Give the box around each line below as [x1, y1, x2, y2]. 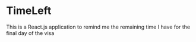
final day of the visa [6, 29, 55, 36]
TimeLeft [6, 4, 52, 17]
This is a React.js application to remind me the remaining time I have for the [6, 23, 191, 30]
